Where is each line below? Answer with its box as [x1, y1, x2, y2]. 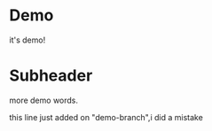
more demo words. [9, 95, 78, 105]
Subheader [9, 65, 93, 86]
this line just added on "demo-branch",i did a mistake [9, 112, 204, 122]
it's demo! [9, 35, 46, 45]
